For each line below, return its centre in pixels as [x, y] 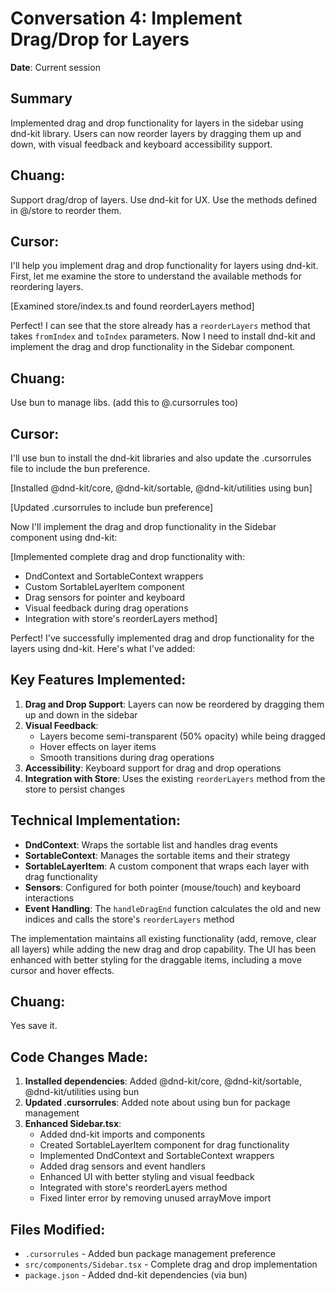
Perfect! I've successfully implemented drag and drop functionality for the [162, 638]
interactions [49, 898]
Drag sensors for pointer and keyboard [104, 597]
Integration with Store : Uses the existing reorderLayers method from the [175, 778]
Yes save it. [34, 1026]
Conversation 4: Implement [126, 18]
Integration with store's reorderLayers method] [121, 618]
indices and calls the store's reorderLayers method [129, 919]
